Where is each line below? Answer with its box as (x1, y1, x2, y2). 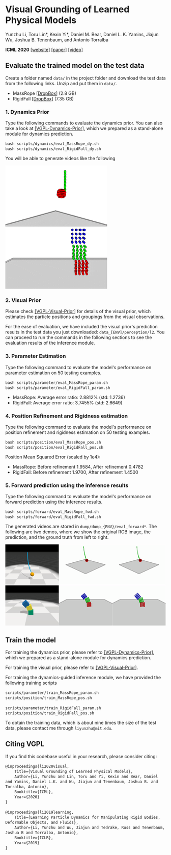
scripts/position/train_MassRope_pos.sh (5, 695, 93, 701)
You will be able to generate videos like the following (5, 156, 116, 162)
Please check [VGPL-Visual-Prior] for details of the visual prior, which (5, 308, 151, 315)
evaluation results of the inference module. (5, 340, 95, 346)
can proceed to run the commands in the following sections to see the (5, 334, 152, 341)
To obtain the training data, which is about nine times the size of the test (5, 720, 157, 726)
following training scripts (5, 680, 57, 686)
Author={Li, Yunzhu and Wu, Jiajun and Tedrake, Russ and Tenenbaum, (14, 825, 165, 830)
